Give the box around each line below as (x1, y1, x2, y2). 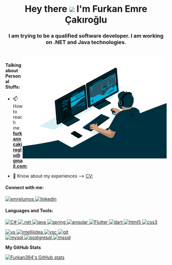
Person (5, 73, 21, 79)
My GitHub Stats (5, 244, 41, 251)
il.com (12, 162, 27, 169)
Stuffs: (5, 84, 20, 90)
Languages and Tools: (5, 208, 54, 214)
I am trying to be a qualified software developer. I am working (8, 32, 164, 39)
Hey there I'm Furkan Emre (25, 3, 147, 15)
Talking (5, 62, 21, 68)
